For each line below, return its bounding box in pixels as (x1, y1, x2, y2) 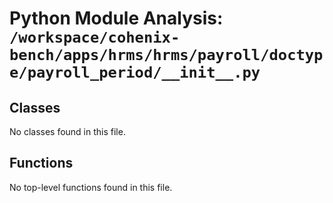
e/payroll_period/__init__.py (9, 63, 261, 82)
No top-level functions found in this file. (9, 181, 173, 193)
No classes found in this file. (9, 126, 126, 137)
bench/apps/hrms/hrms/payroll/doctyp (9, 46, 324, 65)
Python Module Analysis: (9, 7, 224, 30)
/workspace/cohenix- (9, 28, 181, 47)
